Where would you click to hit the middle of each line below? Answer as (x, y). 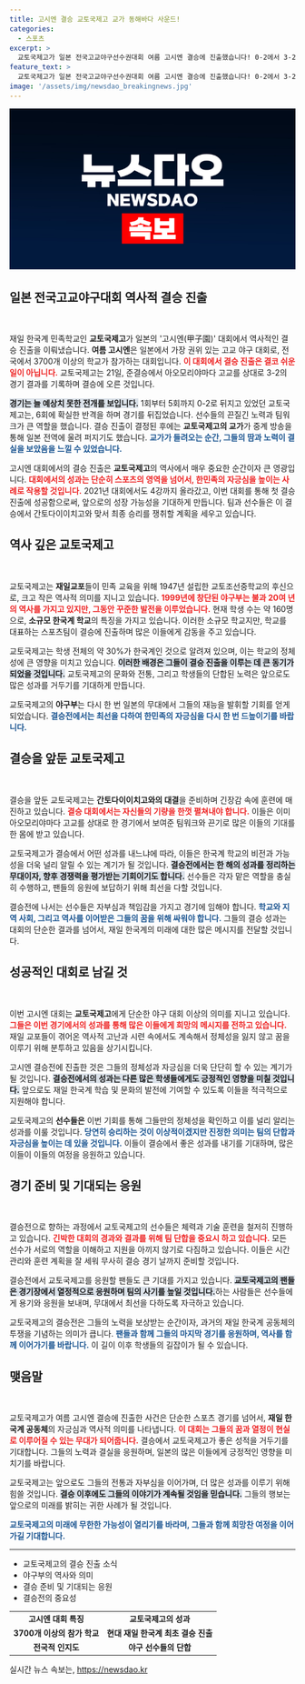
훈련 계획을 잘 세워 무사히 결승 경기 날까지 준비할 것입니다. (136, 1261)
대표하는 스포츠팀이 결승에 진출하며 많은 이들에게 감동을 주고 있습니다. (133, 631)
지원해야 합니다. (38, 1101)
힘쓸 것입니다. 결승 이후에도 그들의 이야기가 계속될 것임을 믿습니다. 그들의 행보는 (150, 1494)
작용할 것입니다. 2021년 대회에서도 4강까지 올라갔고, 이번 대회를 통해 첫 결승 (161, 491)
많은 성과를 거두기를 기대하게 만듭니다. (77, 685)
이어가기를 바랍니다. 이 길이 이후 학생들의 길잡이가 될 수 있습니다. (133, 1345)
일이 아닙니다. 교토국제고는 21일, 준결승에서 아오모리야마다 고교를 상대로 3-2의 (148, 373)
